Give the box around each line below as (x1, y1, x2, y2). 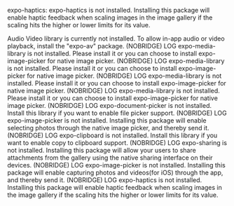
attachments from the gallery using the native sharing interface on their (7, 153, 213, 162)
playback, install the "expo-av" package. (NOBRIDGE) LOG (7, 42, 177, 50)
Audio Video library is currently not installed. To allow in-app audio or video (7, 34, 226, 43)
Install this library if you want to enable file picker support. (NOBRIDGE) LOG (7, 109, 227, 117)
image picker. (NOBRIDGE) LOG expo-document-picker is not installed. (7, 102, 212, 109)
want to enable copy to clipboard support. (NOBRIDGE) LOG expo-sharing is (7, 139, 228, 146)
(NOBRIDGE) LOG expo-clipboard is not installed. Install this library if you (7, 131, 218, 139)
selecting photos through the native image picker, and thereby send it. (7, 124, 209, 132)
